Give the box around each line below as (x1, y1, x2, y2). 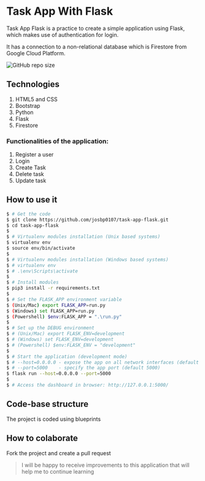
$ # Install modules (6, 279, 60, 286)
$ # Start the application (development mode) (6, 353, 128, 360)
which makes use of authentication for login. (6, 31, 119, 38)
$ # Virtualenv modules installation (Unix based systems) (6, 234, 161, 240)
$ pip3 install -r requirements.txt (6, 285, 100, 291)
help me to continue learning (21, 468, 95, 475)
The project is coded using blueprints (6, 415, 101, 423)
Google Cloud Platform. (6, 49, 66, 56)
